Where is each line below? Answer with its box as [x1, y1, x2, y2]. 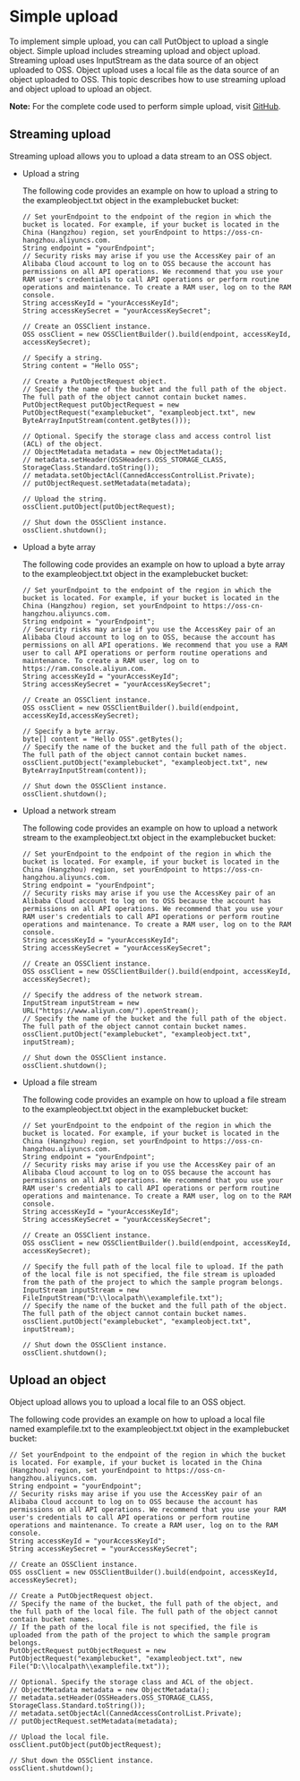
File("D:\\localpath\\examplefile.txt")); [9, 1662, 170, 1671]
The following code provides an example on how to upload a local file [9, 1414, 266, 1424]
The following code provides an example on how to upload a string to [21, 185, 279, 196]
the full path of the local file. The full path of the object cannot [9, 1606, 279, 1616]
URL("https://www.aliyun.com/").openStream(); [21, 1006, 200, 1015]
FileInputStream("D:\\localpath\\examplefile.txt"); [21, 1293, 224, 1303]
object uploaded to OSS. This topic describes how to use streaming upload [9, 73, 287, 84]
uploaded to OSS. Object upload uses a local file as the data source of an [9, 65, 279, 75]
